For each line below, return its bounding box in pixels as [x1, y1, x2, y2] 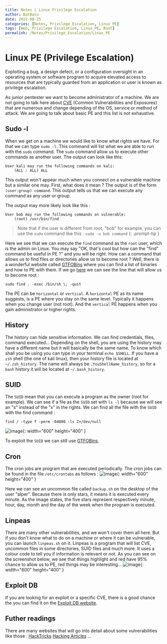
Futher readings [5, 614, 56, 623]
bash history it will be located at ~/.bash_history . [5, 366, 106, 372]
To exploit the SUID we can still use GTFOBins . [5, 438, 100, 444]
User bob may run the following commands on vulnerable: [5, 212, 126, 217]
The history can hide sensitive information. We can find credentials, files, [5, 334, 155, 340]
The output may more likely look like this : [5, 202, 91, 208]
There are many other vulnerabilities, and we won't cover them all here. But [5, 529, 160, 535]
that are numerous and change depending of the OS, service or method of [5, 104, 158, 110]
